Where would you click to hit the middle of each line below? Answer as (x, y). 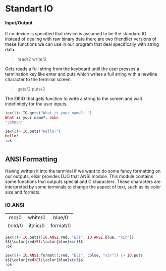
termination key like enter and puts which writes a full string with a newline (81, 74)
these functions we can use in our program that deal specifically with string (82, 44)
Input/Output (19, 22)
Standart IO (29, 9)
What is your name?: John (32, 118)
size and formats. (23, 192)
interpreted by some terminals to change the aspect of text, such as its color (83, 187)
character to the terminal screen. (39, 80)
